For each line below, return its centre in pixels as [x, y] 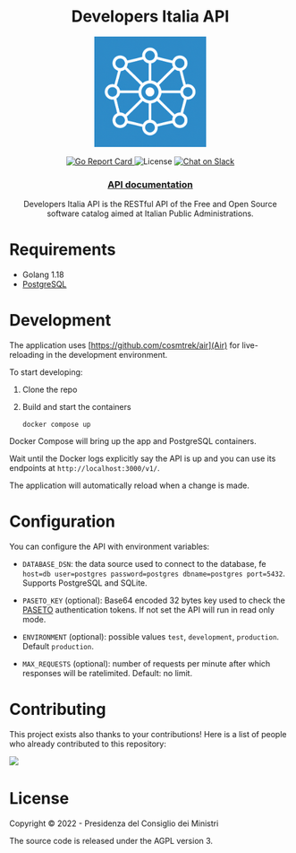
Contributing [58, 709]
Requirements [63, 250]
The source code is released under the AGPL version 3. [111, 840]
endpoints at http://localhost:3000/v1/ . [85, 467]
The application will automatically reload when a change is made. [130, 485]
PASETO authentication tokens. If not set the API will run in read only [148, 609]
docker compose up [56, 424]
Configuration [63, 522]
